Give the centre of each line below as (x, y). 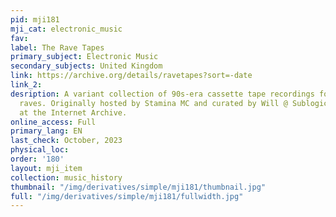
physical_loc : (40, 150)
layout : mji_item (46, 168)
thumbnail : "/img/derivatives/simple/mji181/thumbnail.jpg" (138, 187)
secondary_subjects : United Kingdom (86, 66)
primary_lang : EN (46, 131)
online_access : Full (53, 122)
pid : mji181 (35, 19)
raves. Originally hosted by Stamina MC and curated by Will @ (153, 103)
